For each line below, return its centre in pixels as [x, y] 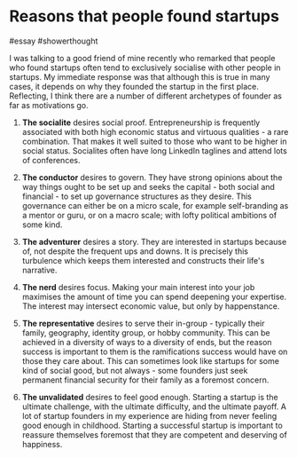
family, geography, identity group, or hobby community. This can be [146, 332]
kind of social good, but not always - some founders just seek [135, 370]
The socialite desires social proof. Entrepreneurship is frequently [141, 122]
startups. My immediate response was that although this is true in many [140, 76]
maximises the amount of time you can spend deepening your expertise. [154, 296]
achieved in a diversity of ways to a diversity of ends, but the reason [147, 342]
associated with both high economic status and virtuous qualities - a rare [155, 131]
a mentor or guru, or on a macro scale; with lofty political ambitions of [149, 215]
